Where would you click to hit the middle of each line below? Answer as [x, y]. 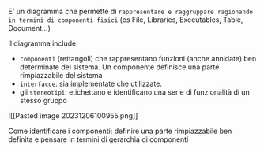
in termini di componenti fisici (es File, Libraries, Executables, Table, [126, 20]
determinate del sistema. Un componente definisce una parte [119, 67]
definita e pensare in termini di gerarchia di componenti [98, 139]
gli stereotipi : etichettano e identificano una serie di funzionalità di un [135, 92]
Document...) [30, 28]
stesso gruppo [43, 100]
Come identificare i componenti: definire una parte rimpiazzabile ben [120, 131]
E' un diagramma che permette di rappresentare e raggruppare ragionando [131, 11]
